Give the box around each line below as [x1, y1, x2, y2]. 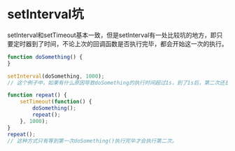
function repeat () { [7, 92, 68, 99]
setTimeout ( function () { [20, 99, 92, 106]
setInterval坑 [7, 6, 84, 22]
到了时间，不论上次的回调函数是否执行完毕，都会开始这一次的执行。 [31, 39, 228, 48]
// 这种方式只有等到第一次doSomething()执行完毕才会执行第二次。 [7, 137, 178, 144]
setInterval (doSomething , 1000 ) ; [7, 73, 105, 80]
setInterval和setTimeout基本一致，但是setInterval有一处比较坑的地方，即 [7, 31, 217, 39]
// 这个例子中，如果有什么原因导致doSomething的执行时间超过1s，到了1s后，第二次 [7, 79, 220, 86]
